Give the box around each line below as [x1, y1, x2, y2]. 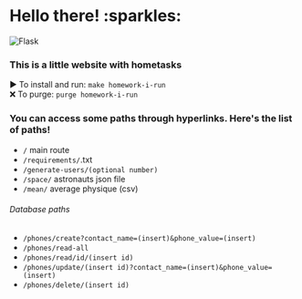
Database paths [9, 204, 70, 215]
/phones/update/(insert [22, 263, 114, 272]
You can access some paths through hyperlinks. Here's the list [9, 112, 293, 125]
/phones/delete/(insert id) [22, 280, 130, 290]
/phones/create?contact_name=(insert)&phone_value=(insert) [22, 233, 256, 242]
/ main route [22, 144, 70, 155]
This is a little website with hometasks [9, 58, 182, 71]
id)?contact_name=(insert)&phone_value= [117, 263, 273, 272]
